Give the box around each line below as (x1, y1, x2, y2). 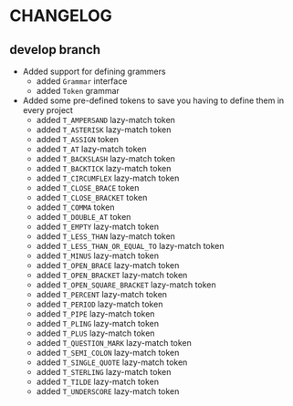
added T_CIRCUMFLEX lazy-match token (36, 172, 180, 183)
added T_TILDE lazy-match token (36, 376, 160, 387)
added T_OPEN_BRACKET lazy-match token (36, 270, 188, 280)
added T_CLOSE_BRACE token (36, 182, 140, 193)
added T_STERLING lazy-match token (36, 367, 172, 377)
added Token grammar (36, 86, 120, 96)
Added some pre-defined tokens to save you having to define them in (22, 95, 285, 106)
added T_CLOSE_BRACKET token (36, 193, 148, 203)
